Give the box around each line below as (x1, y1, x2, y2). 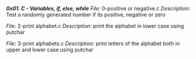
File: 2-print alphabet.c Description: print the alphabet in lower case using (6, 23, 184, 29)
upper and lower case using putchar (6, 46, 94, 53)
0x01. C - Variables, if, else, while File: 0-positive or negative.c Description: (6, 5, 191, 12)
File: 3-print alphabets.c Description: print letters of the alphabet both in (6, 40, 180, 47)
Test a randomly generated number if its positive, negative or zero (6, 11, 166, 18)
